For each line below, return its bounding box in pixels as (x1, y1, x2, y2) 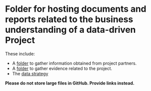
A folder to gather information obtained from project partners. (12, 60, 137, 66)
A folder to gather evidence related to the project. (12, 65, 113, 71)
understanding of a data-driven (5, 24, 136, 35)
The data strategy (12, 70, 49, 76)
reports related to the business (5, 14, 133, 25)
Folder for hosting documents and (5, 3, 147, 15)
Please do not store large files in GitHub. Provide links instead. (5, 80, 135, 86)
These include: (5, 50, 35, 57)
